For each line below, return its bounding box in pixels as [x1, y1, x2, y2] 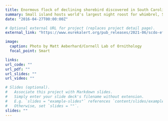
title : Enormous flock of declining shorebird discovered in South [5, 7, 149, 12]
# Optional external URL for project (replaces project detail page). [5, 25, 155, 30]
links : [5, 57, 19, 62]
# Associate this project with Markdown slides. [5, 90, 113, 95]
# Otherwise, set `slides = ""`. [5, 103, 79, 109]
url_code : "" [5, 62, 32, 67]
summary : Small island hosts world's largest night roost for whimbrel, [5, 12, 160, 17]
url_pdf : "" [5, 67, 30, 72]
